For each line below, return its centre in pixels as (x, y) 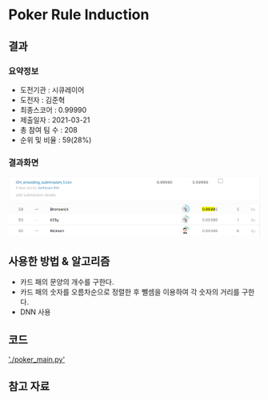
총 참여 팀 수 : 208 (48, 130)
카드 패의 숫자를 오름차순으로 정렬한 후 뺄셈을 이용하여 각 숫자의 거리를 (130, 292)
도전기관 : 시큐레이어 (52, 90)
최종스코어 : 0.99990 (53, 110)
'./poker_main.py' (37, 359)
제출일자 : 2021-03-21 (55, 120)
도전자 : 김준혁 (42, 100)
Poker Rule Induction (79, 15)
